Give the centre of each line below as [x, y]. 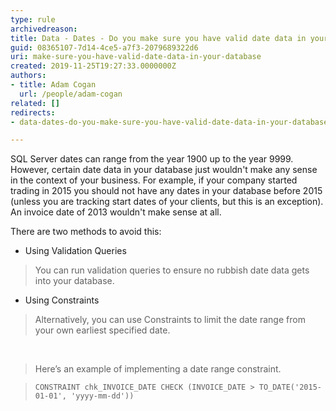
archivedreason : [44, 29]
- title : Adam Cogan [53, 85]
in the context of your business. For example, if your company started [154, 180]
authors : [28, 76]
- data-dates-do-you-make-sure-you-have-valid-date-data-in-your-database [169, 122]
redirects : [33, 112]
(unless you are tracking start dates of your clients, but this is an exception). [167, 202]
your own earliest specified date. [102, 330]
